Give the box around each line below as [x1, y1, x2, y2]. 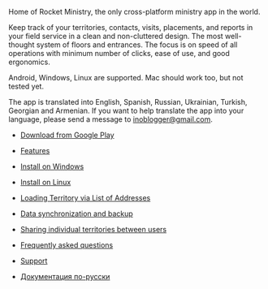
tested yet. [8, 81, 45, 91]
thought [8, 40, 35, 50]
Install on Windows [19, 162, 84, 171]
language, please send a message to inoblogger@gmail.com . [8, 114, 214, 124]
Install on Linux [19, 178, 71, 187]
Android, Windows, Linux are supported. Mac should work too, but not [8, 73, 244, 82]
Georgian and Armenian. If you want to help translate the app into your [8, 106, 244, 115]
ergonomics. [8, 57, 50, 67]
